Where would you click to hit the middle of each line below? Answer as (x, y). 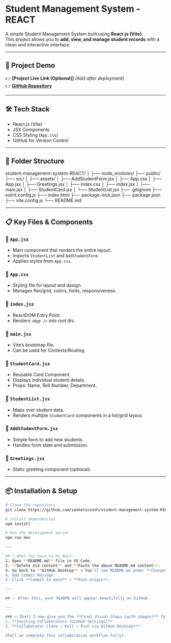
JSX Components (31, 129)
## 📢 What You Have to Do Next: (39, 556)
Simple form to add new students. (48, 439)
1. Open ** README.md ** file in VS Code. (49, 561)
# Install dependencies (31, 519)
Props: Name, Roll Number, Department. (55, 385)
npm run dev (18, 538)
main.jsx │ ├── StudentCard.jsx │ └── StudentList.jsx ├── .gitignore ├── (83, 190)
